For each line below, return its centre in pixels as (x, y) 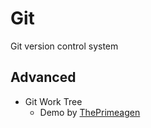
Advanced (43, 77)
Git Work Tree (53, 101)
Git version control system (64, 46)
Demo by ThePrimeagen (90, 112)
